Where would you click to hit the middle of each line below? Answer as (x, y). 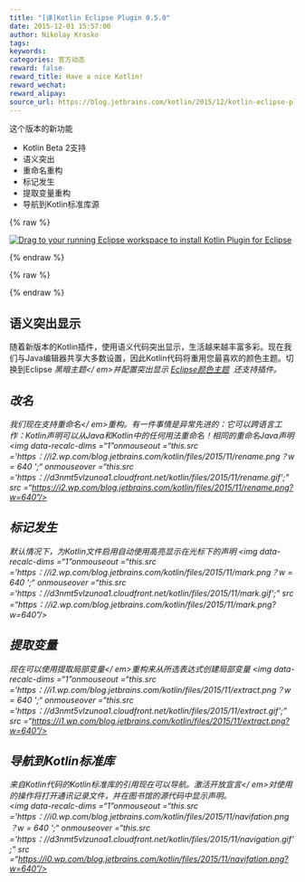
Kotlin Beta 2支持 (54, 148)
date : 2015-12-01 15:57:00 (60, 26)
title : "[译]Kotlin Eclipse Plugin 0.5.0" (90, 18)
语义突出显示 (45, 323)
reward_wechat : (38, 85)
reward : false (36, 69)
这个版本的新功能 (41, 128)
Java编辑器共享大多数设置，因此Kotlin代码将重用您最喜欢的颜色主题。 (156, 358)
